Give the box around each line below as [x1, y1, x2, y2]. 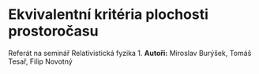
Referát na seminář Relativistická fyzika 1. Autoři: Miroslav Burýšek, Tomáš [8, 48, 252, 57]
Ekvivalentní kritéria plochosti [8, 6, 209, 24]
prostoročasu [8, 22, 99, 40]
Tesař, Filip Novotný [8, 57, 73, 66]
